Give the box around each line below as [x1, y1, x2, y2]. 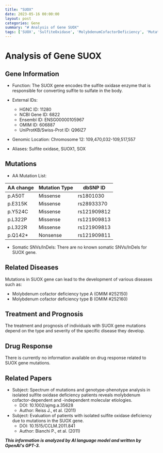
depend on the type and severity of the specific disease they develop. [5, 328, 145, 334]
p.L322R [7, 224, 28, 231]
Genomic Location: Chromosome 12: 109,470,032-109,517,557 [12, 137, 136, 142]
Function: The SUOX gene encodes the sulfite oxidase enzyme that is [12, 83, 151, 88]
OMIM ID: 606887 [19, 122, 55, 127]
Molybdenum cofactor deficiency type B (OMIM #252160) [12, 296, 128, 302]
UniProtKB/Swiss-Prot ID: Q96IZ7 [19, 127, 86, 133]
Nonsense [38, 232, 62, 238]
